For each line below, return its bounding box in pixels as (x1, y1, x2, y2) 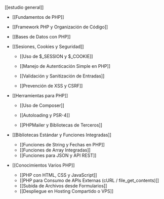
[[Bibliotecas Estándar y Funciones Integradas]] (12, 132, 112, 138)
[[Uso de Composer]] (19, 102, 64, 108)
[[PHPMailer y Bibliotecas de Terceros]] (19, 122, 102, 128)
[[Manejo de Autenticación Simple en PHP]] (19, 63, 111, 69)
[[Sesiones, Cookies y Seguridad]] (12, 44, 84, 50)
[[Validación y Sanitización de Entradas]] (19, 73, 105, 79)
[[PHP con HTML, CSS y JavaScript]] (19, 172, 97, 178)
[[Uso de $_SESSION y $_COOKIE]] (19, 53, 93, 59)
